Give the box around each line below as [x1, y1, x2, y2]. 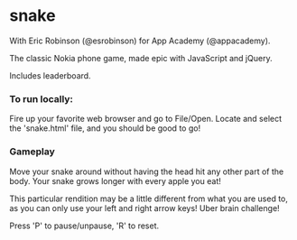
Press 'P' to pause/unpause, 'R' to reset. [9, 220, 160, 231]
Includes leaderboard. [9, 69, 92, 81]
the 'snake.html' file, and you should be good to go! [9, 123, 201, 134]
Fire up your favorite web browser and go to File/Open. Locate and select [9, 114, 283, 125]
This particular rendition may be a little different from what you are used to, [9, 193, 289, 204]
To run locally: [9, 92, 74, 105]
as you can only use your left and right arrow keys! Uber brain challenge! [9, 202, 280, 213]
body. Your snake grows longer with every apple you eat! [9, 175, 221, 186]
